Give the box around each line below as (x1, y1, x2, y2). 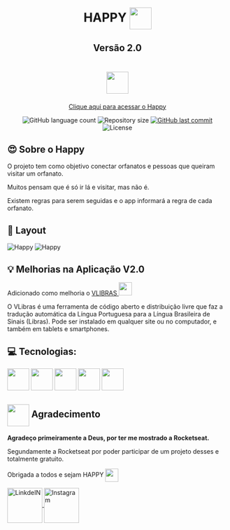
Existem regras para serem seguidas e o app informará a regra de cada (7, 197, 213, 205)
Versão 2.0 (93, 42, 142, 54)
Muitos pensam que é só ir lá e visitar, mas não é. (7, 183, 150, 192)
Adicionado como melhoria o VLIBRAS (7, 289, 117, 298)
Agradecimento (31, 408, 101, 420)
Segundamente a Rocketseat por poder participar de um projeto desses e (7, 447, 219, 455)
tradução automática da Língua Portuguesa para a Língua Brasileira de (7, 310, 210, 319)
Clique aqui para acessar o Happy (69, 102, 166, 111)
